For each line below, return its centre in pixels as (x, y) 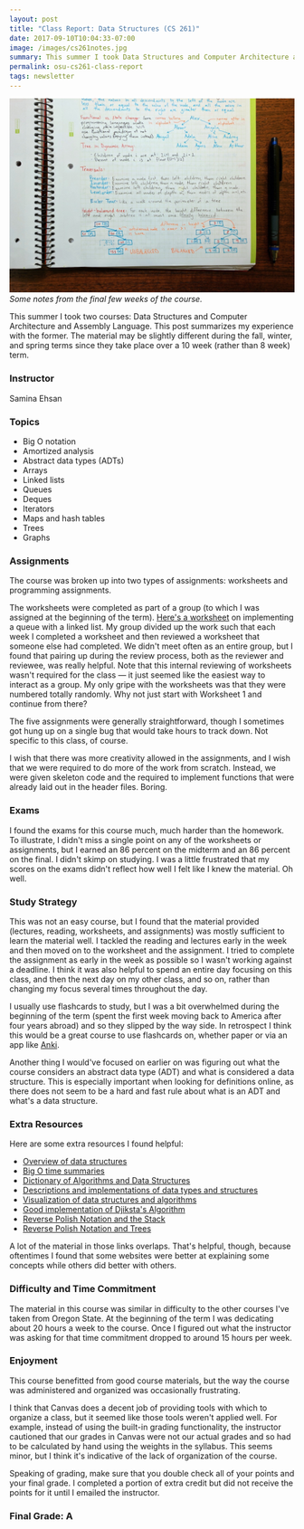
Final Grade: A (41, 1515)
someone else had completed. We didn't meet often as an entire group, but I (152, 646)
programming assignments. (60, 590)
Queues (37, 489)
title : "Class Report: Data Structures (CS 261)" (105, 28)
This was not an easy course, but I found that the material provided (134, 921)
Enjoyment (33, 1361)
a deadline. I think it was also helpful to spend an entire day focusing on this (151, 969)
